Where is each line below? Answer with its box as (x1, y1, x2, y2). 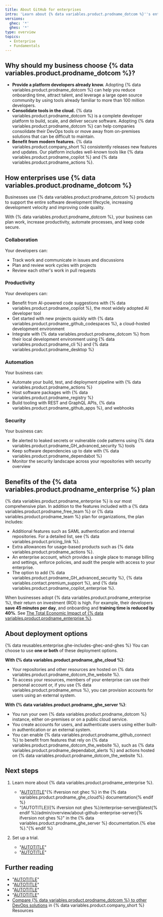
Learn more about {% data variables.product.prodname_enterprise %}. (12, 780, 154, 786)
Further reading (5, 863, 53, 872)
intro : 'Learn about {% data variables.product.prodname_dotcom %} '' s (5, 12, 151, 17)
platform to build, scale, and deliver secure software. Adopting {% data (12, 118, 154, 124)
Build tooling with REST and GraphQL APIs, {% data (12, 400, 115, 406)
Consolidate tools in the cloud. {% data (12, 108, 92, 113)
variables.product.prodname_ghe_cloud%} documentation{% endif (19, 794, 154, 800)
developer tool (12, 310, 41, 316)
